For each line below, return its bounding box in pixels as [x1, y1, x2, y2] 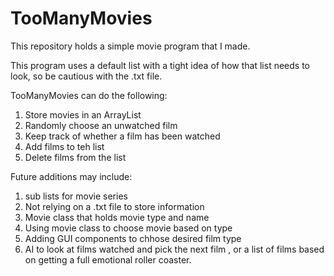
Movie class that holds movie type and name [24, 211, 210, 223]
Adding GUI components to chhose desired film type [24, 232, 242, 244]
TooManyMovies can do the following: [10, 89, 168, 101]
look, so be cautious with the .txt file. [10, 70, 163, 82]
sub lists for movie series [24, 190, 128, 202]
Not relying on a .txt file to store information [24, 200, 205, 212]
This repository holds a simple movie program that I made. [10, 40, 251, 52]
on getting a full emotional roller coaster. [24, 253, 192, 266]
